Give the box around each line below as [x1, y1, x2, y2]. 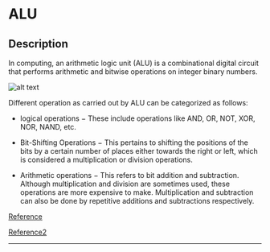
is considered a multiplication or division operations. [19, 155, 193, 164]
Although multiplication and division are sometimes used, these [19, 179, 231, 188]
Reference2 [8, 227, 47, 237]
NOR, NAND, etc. [19, 122, 76, 131]
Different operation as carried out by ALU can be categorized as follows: [8, 98, 248, 107]
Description [8, 37, 68, 51]
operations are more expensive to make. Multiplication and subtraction [19, 188, 254, 197]
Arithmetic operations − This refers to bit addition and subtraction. [19, 171, 239, 180]
